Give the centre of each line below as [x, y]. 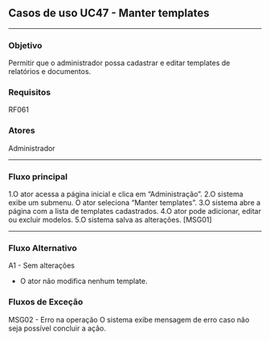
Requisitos [29, 92]
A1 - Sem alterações [41, 265]
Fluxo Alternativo [43, 248]
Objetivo [25, 45]
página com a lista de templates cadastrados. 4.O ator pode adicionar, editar [135, 211]
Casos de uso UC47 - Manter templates [109, 13]
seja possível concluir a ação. [57, 328]
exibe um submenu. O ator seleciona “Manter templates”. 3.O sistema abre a [135, 203]
